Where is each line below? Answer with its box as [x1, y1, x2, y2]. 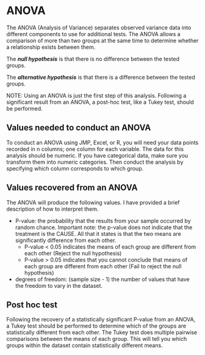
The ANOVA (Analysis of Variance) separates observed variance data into [6, 24, 192, 31]
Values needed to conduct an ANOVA [6, 123, 151, 133]
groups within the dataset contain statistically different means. [6, 342, 163, 349]
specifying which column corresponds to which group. [6, 164, 144, 172]
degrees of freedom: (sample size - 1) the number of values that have [15, 276, 190, 283]
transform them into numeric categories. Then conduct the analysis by [6, 158, 184, 166]
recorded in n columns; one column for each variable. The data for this [6, 145, 184, 153]
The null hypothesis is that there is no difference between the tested [6, 55, 180, 62]
